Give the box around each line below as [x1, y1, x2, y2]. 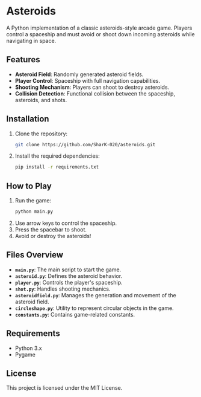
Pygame [14, 350, 36, 358]
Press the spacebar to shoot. [14, 226, 87, 233]
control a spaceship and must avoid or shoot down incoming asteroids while [6, 30, 195, 37]
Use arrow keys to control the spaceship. [14, 219, 117, 227]
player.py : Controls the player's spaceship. [14, 279, 123, 286]
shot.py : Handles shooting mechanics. [14, 285, 111, 292]
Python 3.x [14, 344, 42, 352]
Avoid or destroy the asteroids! [14, 233, 91, 239]
